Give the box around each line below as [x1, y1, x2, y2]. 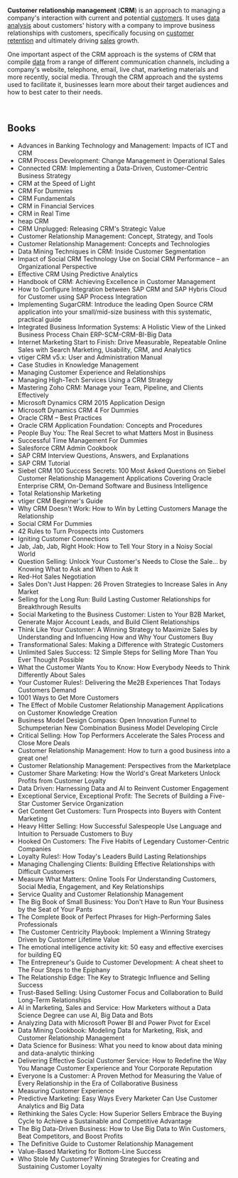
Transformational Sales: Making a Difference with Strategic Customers [17, 640, 224, 648]
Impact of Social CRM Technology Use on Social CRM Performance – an [17, 254, 229, 263]
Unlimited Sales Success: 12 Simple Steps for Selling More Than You [17, 648, 218, 656]
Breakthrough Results [17, 602, 82, 611]
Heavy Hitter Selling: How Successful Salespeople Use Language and [17, 821, 222, 830]
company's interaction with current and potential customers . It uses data [7, 14, 220, 22]
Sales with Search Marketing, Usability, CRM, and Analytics [17, 345, 192, 354]
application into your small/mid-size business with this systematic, [17, 307, 212, 316]
